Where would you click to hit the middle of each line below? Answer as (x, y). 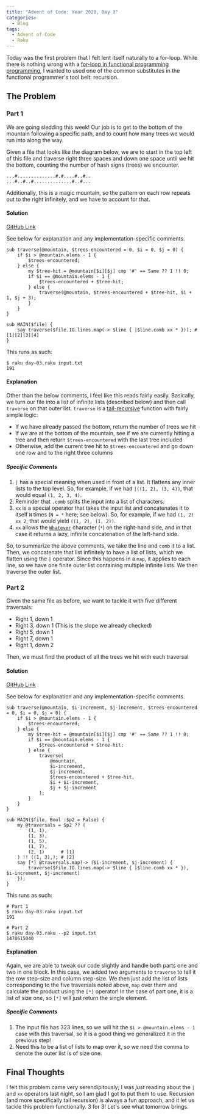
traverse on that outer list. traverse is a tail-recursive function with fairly (97, 408)
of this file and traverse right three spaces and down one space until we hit (100, 158)
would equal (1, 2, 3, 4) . (48, 495)
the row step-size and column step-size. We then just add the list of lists (97, 978)
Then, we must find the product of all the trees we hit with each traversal (97, 657)
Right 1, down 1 (34, 619)
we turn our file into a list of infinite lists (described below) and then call (96, 402)
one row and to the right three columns (64, 453)
